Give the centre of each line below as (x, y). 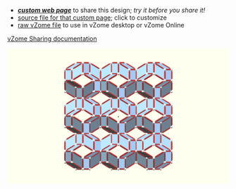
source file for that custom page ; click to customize (92, 18)
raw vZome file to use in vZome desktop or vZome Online (101, 25)
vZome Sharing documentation (52, 39)
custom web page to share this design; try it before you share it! (111, 10)
